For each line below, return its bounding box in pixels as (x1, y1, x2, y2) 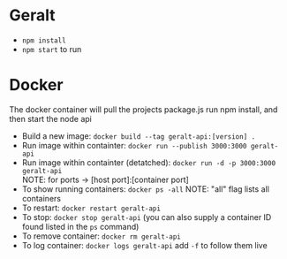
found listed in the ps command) (21, 221, 140, 232)
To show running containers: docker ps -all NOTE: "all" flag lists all (21, 183, 269, 194)
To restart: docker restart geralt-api (21, 202, 162, 213)
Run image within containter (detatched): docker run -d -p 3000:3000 (21, 156, 276, 168)
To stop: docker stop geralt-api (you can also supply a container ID (21, 211, 272, 222)
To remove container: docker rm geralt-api (21, 231, 181, 241)
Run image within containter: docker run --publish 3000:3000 (21, 140, 247, 150)
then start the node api (9, 113, 93, 124)
